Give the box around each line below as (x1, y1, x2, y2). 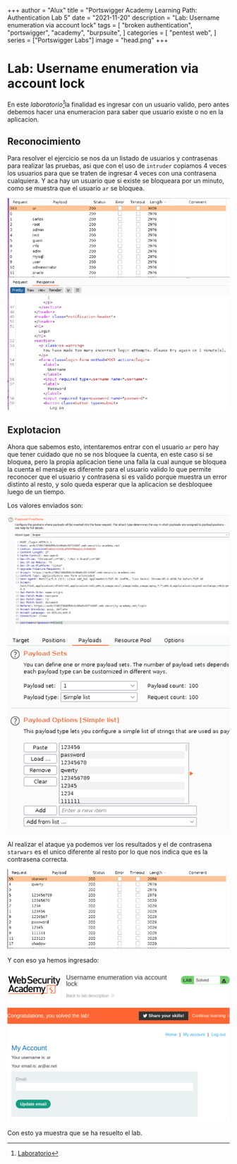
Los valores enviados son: (7, 501, 83, 510)
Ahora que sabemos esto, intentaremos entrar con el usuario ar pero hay (7, 443, 219, 451)
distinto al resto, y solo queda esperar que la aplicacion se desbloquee (7, 480, 213, 489)
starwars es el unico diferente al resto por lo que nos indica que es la (7, 847, 208, 856)
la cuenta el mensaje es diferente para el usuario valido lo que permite (7, 465, 212, 474)
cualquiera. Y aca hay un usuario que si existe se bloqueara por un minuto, (7, 176, 224, 185)
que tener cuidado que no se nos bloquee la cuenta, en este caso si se (7, 451, 213, 459)
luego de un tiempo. (7, 488, 66, 496)
